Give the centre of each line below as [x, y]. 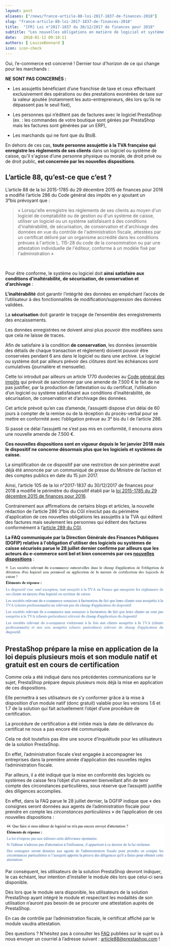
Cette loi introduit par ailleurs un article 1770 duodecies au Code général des [85, 376]
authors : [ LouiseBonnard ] [35, 43]
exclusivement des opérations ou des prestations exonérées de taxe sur [88, 94]
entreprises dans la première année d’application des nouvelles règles [78, 760]
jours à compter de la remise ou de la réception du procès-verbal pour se [82, 413]
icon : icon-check [24, 48]
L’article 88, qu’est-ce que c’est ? [59, 177]
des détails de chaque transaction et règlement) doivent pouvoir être [77, 350]
